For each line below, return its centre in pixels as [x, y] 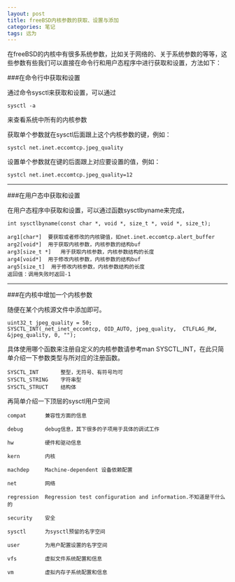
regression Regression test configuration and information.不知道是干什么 [116, 497]
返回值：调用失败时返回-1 [39, 275]
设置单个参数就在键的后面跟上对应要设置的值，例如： [84, 162]
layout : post [26, 14]
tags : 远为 [22, 33]
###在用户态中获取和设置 [44, 195]
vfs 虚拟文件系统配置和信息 [55, 559]
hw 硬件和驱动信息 [44, 443]
